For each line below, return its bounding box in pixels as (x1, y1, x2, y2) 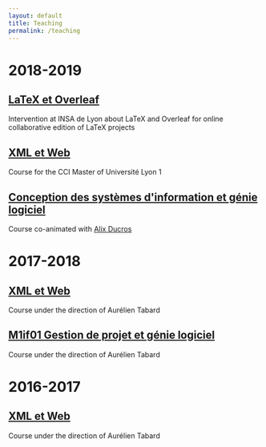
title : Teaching (8, 19, 62, 27)
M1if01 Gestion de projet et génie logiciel (8, 328, 215, 342)
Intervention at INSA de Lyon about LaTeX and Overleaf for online (8, 114, 224, 124)
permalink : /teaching (8, 26, 81, 34)
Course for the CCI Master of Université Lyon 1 (8, 167, 162, 177)
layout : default (8, 11, 62, 20)
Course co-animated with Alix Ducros (8, 224, 132, 233)
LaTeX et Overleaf (8, 93, 100, 107)
